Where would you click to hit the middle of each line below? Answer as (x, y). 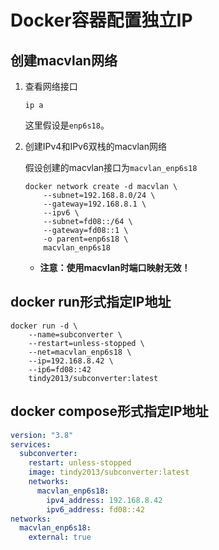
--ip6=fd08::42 (60, 369)
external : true (60, 537)
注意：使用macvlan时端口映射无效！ (115, 267)
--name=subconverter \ (75, 334)
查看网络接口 (51, 86)
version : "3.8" (42, 435)
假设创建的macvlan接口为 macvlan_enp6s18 (111, 167)
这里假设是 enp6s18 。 (67, 125)
